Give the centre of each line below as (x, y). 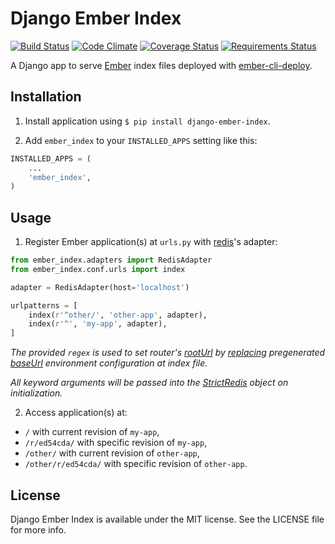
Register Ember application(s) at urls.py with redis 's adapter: (151, 242)
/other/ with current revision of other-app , (112, 453)
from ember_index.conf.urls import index (98, 269)
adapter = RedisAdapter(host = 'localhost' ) (100, 287)
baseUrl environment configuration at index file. (109, 363)
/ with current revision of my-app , (92, 432)
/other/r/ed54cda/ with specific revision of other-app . (136, 464)
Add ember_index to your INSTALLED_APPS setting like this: (141, 140)
